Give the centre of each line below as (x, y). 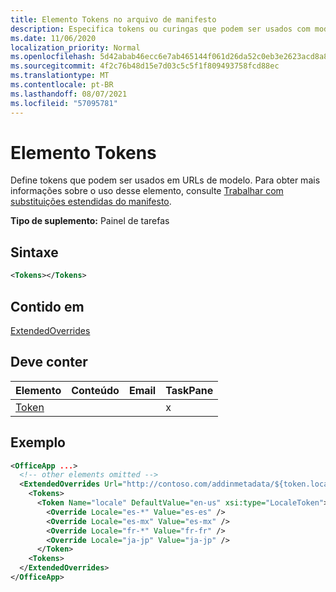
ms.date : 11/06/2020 (53, 38)
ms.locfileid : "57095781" (64, 103)
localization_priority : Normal (75, 47)
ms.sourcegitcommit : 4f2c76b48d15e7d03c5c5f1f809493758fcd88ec (145, 66)
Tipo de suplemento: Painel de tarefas (90, 221)
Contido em (47, 306)
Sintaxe (34, 252)
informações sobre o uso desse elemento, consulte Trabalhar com (147, 191)
